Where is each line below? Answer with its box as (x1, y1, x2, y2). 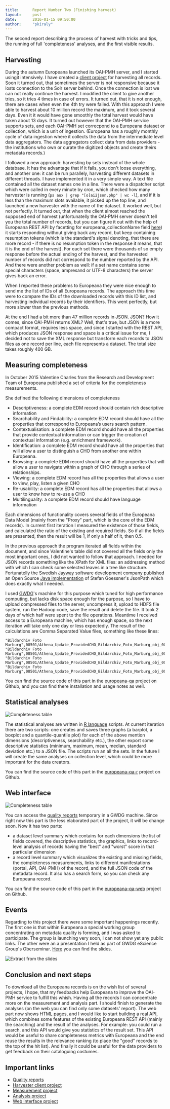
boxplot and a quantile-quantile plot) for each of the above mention (5, 732, 145, 738)
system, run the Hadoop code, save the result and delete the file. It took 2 (5, 606, 159, 612)
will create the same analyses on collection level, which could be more (5, 753, 152, 759)
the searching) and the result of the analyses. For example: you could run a (5, 1022, 162, 1028)
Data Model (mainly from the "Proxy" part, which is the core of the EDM (5, 516, 154, 523)
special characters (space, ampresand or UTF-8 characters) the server (5, 267, 153, 274)
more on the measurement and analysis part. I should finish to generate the (5, 1000, 162, 1006)
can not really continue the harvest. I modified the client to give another (5, 91, 154, 97)
